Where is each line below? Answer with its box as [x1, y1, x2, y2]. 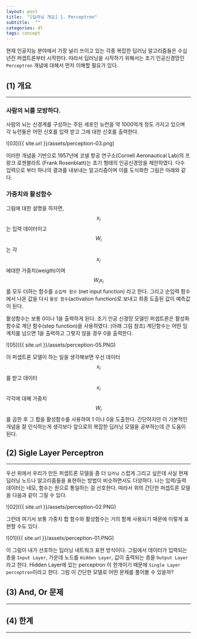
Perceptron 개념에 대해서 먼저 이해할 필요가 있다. [6, 62, 118, 69]
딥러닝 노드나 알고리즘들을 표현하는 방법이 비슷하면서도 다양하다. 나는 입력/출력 [6, 477, 186, 484]
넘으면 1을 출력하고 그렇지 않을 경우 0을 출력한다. [21, 329, 134, 337]
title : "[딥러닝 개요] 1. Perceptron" [6, 14, 98, 20]
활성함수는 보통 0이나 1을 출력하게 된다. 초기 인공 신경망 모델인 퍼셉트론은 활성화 [6, 315, 189, 322]
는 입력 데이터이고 [6, 225, 47, 232]
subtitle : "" [6, 19, 41, 25]
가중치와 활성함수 [6, 190, 52, 198]
